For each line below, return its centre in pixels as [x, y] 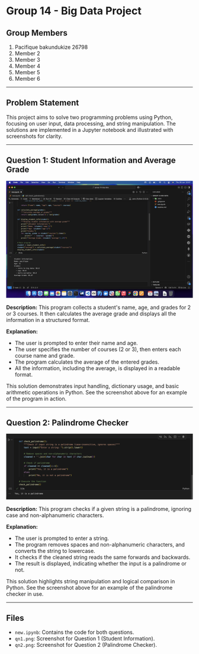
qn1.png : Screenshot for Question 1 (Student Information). [85, 639]
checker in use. [25, 594]
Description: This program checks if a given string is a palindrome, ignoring [99, 508]
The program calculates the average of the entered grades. [87, 362]
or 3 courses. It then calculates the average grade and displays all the [91, 314]
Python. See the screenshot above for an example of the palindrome [89, 587]
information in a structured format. [48, 320]
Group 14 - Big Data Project [74, 11]
